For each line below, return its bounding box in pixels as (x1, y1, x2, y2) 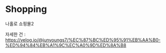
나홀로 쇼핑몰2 (5, 20, 34, 26)
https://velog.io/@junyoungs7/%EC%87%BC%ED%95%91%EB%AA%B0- (5, 36, 161, 43)
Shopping (5, 3, 47, 15)
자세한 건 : (5, 31, 26, 37)
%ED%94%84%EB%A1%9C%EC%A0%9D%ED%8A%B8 (5, 42, 126, 48)
